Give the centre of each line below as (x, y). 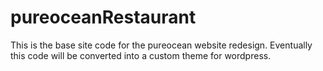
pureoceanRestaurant (103, 17)
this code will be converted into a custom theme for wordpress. (141, 55)
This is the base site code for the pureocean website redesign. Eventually (161, 45)
